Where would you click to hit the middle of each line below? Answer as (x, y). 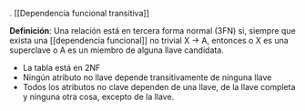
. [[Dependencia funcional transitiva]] (80, 13)
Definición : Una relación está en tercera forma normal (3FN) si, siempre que (152, 30)
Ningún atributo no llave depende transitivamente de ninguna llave (147, 77)
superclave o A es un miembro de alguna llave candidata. (117, 50)
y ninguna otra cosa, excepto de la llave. (98, 96)
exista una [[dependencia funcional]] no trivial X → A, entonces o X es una (149, 40)
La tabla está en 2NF (61, 68)
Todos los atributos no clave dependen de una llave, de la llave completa (159, 87)
